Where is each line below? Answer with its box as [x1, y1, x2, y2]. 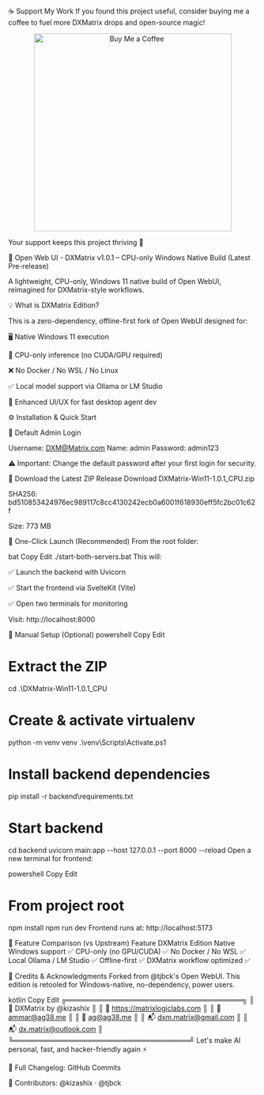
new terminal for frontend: [8, 853, 93, 863]
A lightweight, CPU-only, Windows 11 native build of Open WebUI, [8, 277, 221, 286]
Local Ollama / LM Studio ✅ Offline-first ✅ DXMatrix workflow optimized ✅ [8, 955, 251, 965]
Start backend [8, 819, 104, 836]
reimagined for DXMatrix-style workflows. [8, 285, 145, 294]
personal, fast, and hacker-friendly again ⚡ [8, 1044, 148, 1054]
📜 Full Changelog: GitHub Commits [8, 1063, 121, 1072]
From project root [8, 897, 125, 915]
